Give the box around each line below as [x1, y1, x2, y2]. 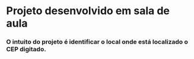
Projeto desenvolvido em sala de [6, 4, 170, 18]
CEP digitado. [6, 45, 46, 54]
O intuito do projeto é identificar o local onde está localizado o [6, 38, 189, 46]
